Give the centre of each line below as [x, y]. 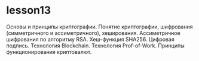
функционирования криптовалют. [49, 52]
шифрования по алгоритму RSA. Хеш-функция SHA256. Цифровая [90, 39]
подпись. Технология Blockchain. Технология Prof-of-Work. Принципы [96, 46]
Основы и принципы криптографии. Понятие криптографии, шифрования [99, 27]
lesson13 [29, 10]
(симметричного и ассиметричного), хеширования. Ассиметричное [93, 33]
